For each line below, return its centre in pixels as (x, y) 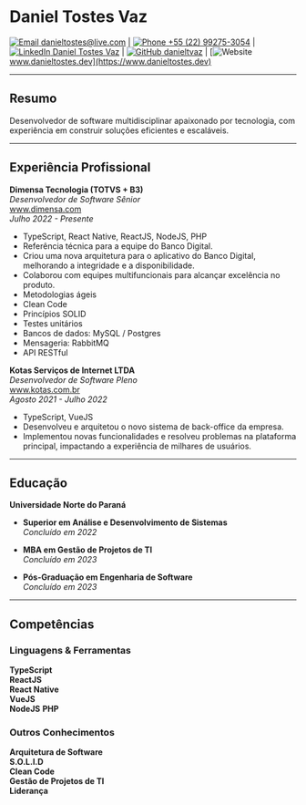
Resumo (33, 99)
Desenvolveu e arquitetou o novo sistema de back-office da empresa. (153, 427)
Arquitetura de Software (56, 752)
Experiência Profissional (80, 167)
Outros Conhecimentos (62, 732)
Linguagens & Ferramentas (71, 650)
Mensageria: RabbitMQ (66, 343)
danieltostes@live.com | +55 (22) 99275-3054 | (148, 42)
